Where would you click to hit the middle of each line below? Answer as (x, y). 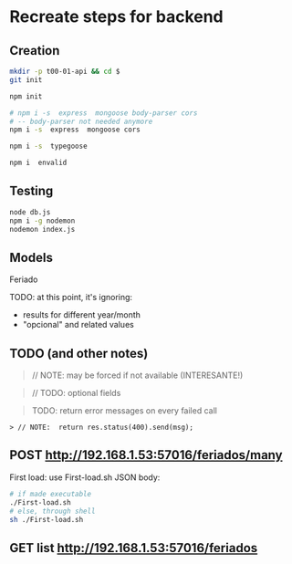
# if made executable (51, 494)
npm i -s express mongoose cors (75, 130)
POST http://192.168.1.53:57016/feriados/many (146, 455)
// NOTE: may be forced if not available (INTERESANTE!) (137, 375)
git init (26, 79)
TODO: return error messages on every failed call (124, 411)
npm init (26, 96)
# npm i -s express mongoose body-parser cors (104, 113)
